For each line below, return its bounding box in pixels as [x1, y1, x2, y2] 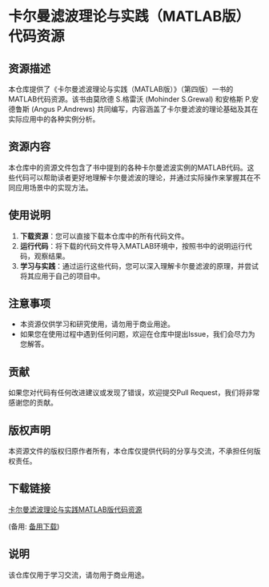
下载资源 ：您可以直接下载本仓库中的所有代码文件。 [19, 231, 189, 241]
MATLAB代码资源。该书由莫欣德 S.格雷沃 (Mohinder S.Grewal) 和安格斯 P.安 [8, 94, 259, 104]
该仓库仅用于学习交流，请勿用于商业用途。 [8, 569, 149, 580]
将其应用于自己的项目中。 [19, 271, 105, 281]
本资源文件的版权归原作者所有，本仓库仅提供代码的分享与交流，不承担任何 [8, 446, 254, 456]
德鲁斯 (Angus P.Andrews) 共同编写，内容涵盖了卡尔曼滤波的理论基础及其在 [8, 105, 259, 114]
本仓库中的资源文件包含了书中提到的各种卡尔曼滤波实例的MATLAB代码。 [8, 162, 247, 172]
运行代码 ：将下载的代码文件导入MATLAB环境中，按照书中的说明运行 [19, 241, 246, 250]
